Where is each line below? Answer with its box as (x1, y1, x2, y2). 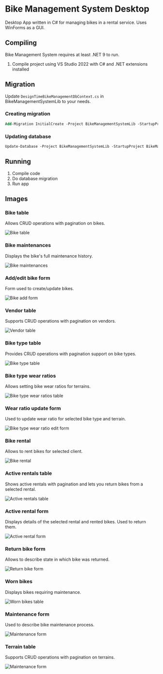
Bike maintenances (5, 242, 51, 249)
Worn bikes (5, 578, 33, 585)
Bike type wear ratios (5, 372, 56, 379)
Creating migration (5, 110, 50, 117)
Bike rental (5, 437, 31, 444)
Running (5, 157, 32, 166)
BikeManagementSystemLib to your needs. (5, 98, 91, 104)
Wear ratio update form (5, 405, 62, 412)
